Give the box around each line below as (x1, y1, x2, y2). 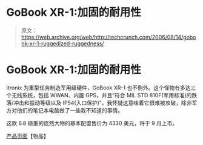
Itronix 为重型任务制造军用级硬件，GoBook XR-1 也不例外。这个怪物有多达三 (6, 84, 196, 91)
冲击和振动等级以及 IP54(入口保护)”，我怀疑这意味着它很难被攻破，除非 (13, 99, 192, 106)
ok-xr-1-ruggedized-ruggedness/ (21, 40, 104, 47)
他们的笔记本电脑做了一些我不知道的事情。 (16, 106, 123, 114)
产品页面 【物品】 (6, 132, 49, 140)
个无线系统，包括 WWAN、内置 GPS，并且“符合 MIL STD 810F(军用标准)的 (6, 91, 192, 98)
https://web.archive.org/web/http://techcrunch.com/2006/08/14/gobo (21, 33, 196, 40)
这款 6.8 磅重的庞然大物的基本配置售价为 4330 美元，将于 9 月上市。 (6, 119, 178, 127)
